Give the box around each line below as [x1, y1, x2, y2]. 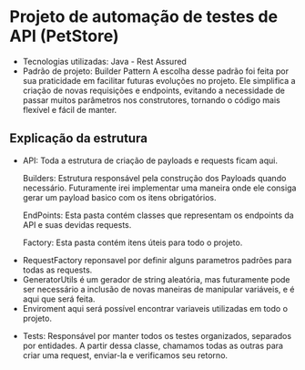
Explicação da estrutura [9, 130, 148, 147]
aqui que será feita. [22, 293, 96, 304]
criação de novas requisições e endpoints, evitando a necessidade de [22, 85, 285, 96]
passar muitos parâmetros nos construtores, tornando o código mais [22, 94, 280, 106]
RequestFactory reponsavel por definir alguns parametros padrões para [22, 254, 292, 265]
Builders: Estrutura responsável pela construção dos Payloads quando [22, 172, 287, 183]
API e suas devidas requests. [22, 219, 132, 230]
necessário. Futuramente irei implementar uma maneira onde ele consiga [22, 182, 297, 193]
